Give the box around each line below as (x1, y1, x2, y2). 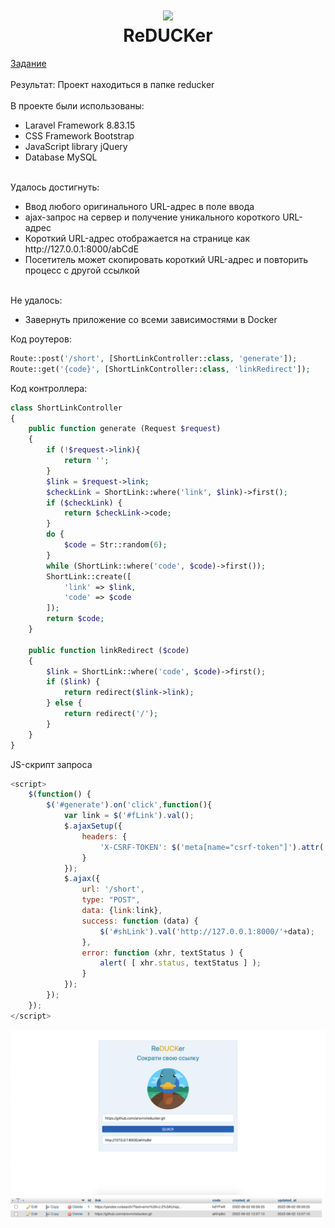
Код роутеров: (10, 333, 72, 345)
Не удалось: (10, 294, 63, 306)
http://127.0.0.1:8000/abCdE (24, 243, 140, 255)
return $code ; (46, 614, 105, 624)
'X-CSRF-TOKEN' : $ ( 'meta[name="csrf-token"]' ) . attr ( (99, 842, 325, 852)
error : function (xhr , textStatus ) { (81, 948, 244, 958)
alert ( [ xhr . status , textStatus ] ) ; (99, 958, 262, 968)
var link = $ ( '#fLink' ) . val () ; (63, 811, 195, 821)
